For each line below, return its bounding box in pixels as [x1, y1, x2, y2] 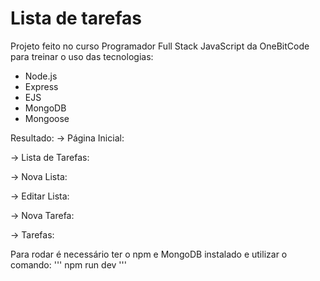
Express [24, 80, 59, 92]
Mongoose [24, 112, 70, 124]
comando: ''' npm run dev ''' [10, 258, 127, 271]
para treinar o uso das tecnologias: [10, 50, 154, 62]
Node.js [24, 70, 58, 82]
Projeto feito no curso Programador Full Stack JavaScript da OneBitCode [10, 40, 310, 52]
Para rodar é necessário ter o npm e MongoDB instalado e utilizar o [10, 248, 288, 260]
